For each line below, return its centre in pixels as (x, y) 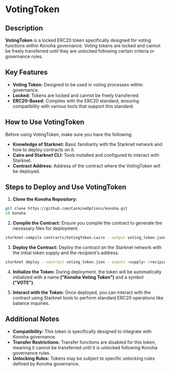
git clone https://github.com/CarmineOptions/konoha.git (67, 209)
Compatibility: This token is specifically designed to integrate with (82, 331)
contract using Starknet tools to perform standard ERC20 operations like (88, 297)
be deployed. (26, 171)
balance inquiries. (31, 303)
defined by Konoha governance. (46, 363)
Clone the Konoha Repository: (45, 199)
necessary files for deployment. (46, 228)
